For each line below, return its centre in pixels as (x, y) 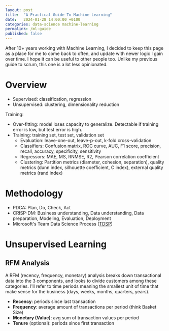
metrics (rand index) (41, 173)
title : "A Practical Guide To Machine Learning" (59, 15)
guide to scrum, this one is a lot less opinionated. (57, 64)
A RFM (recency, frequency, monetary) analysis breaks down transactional (83, 275)
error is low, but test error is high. (47, 129)
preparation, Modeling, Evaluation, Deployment (62, 218)
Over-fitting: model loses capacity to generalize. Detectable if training (86, 124)
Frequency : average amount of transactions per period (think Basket (84, 307)
